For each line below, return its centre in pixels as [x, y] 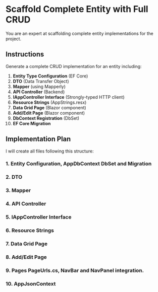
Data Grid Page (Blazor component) [49, 107]
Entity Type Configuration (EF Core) [50, 76]
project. [14, 39]
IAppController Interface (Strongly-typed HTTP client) [69, 97]
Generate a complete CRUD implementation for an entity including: [74, 66]
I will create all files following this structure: [50, 151]
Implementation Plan [38, 139]
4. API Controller [26, 204]
